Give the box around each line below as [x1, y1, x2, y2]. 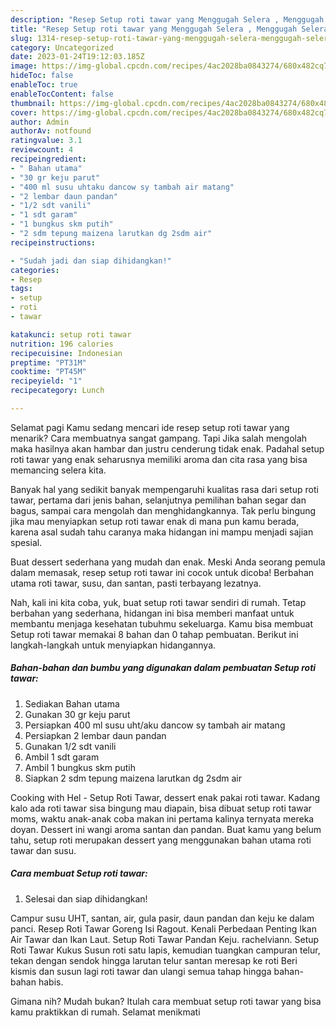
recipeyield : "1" [10, 376, 83, 386]
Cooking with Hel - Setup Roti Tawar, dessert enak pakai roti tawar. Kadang [10, 791, 321, 803]
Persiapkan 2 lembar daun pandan [24, 729, 167, 741]
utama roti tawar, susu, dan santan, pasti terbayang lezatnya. [10, 577, 262, 589]
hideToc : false [10, 71, 74, 81]
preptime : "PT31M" [10, 357, 87, 368]
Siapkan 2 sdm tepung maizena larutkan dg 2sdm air [24, 772, 242, 784]
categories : [10, 265, 60, 275]
